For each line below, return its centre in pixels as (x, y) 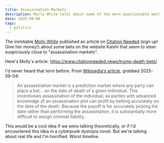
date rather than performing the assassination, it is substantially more (87, 112)
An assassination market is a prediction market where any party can (85, 85)
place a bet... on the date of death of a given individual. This (77, 91)
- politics (20, 28)
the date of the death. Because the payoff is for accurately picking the (87, 106)
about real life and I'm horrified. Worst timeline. (52, 137)
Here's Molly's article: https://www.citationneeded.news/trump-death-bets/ (81, 61)
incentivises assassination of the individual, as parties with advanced (86, 96)
